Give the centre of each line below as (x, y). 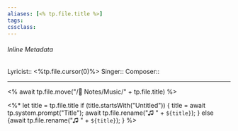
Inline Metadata (30, 49)
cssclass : (22, 27)
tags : (15, 20)
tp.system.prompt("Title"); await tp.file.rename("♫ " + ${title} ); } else (110, 113)
